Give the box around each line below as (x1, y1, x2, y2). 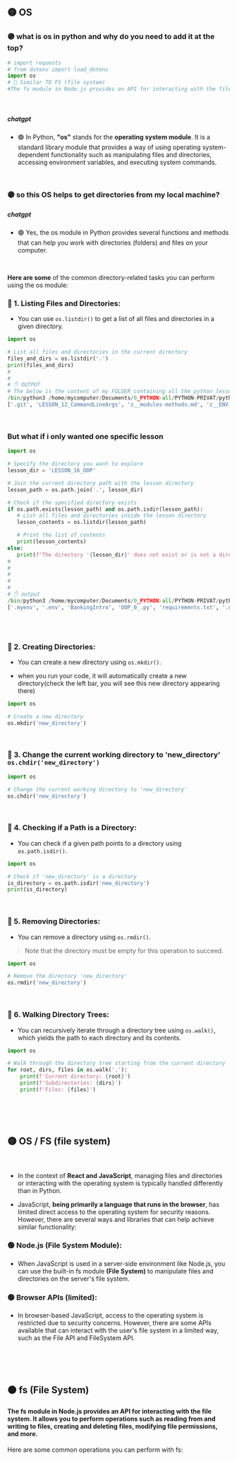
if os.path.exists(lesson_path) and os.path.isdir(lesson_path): (7, 506, 203, 513)
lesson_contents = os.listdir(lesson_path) (16, 519, 147, 526)
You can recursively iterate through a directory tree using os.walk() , (17, 1025, 216, 1035)
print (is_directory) (7, 886, 68, 893)
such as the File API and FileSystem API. (17, 1334, 135, 1342)
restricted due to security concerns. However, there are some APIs (17, 1319, 212, 1327)
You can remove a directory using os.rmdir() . (17, 933, 151, 941)
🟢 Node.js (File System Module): (7, 1240, 122, 1250)
